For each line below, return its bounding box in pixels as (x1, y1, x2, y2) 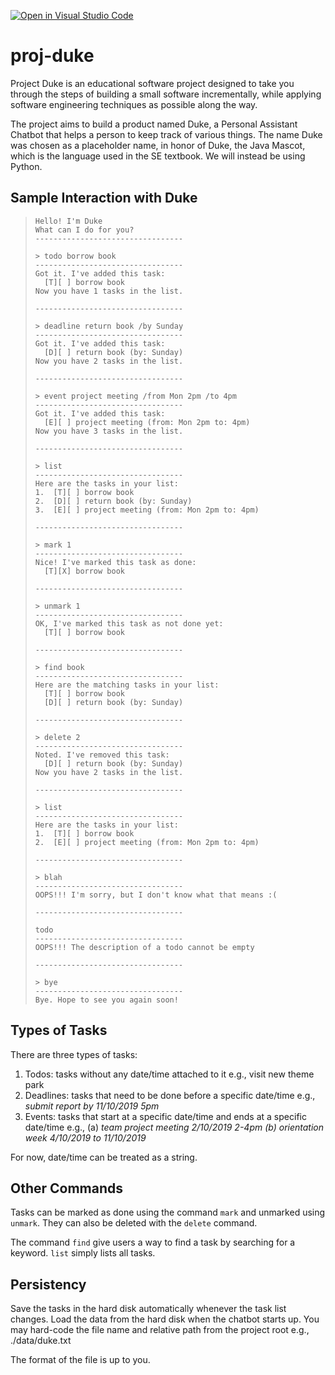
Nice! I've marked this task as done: (34, 557, 197, 567)
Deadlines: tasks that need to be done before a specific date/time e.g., (24, 1089, 316, 1101)
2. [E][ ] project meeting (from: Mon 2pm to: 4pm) (34, 837, 260, 847)
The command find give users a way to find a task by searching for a (10, 1236, 296, 1249)
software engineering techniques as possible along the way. (10, 98, 258, 110)
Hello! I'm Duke (34, 216, 103, 226)
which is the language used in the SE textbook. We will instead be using (10, 150, 306, 162)
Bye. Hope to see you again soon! (34, 995, 179, 1005)
